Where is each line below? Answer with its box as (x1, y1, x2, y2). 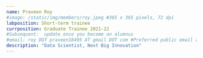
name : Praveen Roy (6, 8, 53, 15)
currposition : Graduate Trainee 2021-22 (6, 25, 110, 32)
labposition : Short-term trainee (6, 20, 91, 26)
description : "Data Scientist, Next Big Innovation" (6, 43, 142, 49)
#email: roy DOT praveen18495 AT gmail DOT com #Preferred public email (6, 37, 193, 43)
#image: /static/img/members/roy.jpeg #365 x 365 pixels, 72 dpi (6, 14, 174, 21)
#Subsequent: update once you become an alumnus (6, 31, 134, 37)
